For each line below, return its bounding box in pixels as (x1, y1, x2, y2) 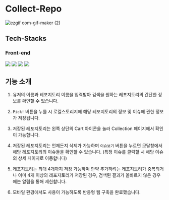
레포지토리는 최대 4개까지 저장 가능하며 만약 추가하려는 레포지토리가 (12, 166, 146, 172)
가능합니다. (18, 132, 40, 138)
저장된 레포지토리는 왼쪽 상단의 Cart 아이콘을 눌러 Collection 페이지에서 (12, 125, 154, 131)
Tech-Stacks (5, 34, 47, 43)
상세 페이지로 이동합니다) (18, 155, 67, 161)
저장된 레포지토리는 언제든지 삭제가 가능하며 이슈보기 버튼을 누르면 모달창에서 (12, 143, 163, 149)
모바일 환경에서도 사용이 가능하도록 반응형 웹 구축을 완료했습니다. (12, 189, 141, 195)
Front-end (5, 49, 31, 56)
